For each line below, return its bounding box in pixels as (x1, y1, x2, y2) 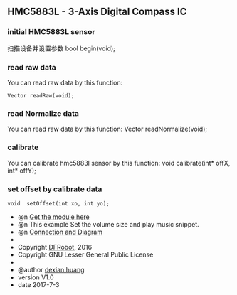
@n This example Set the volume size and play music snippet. (17, 220, 199, 228)
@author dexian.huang (17, 265, 85, 274)
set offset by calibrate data (7, 184, 102, 194)
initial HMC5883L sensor (7, 27, 95, 37)
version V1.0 (17, 273, 55, 281)
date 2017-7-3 (17, 280, 60, 289)
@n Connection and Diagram (17, 227, 103, 236)
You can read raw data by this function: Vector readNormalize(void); (7, 124, 208, 134)
